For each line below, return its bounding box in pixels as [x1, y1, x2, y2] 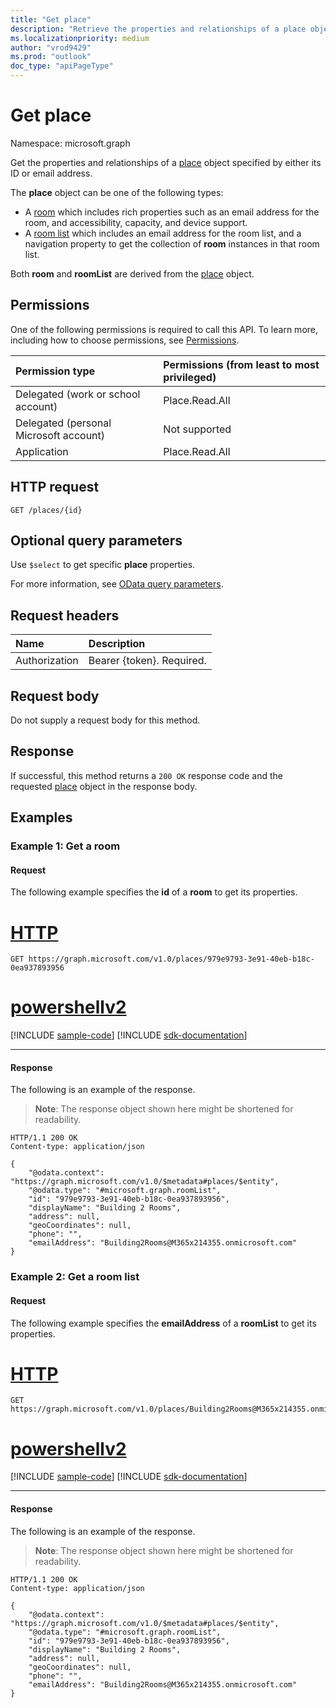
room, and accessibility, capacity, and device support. [24, 216, 248, 228]
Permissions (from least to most [163, 357, 320, 371]
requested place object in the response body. [10, 780, 198, 792]
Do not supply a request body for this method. [10, 714, 201, 726]
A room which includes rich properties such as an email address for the [24, 206, 320, 218]
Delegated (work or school [15, 387, 141, 401]
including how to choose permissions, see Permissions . [10, 334, 240, 346]
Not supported [163, 422, 232, 436]
